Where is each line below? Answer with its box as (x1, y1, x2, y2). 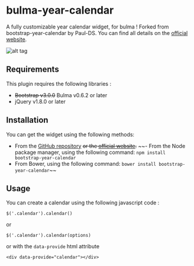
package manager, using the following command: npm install (14, 149, 166, 156)
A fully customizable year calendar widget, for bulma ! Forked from (6, 23, 169, 30)
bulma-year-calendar (6, 4, 114, 17)
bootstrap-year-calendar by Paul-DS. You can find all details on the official (6, 29, 188, 36)
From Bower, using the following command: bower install (14, 160, 157, 167)
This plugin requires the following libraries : (6, 80, 111, 87)
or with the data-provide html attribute (6, 243, 99, 250)
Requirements (6, 65, 59, 75)
